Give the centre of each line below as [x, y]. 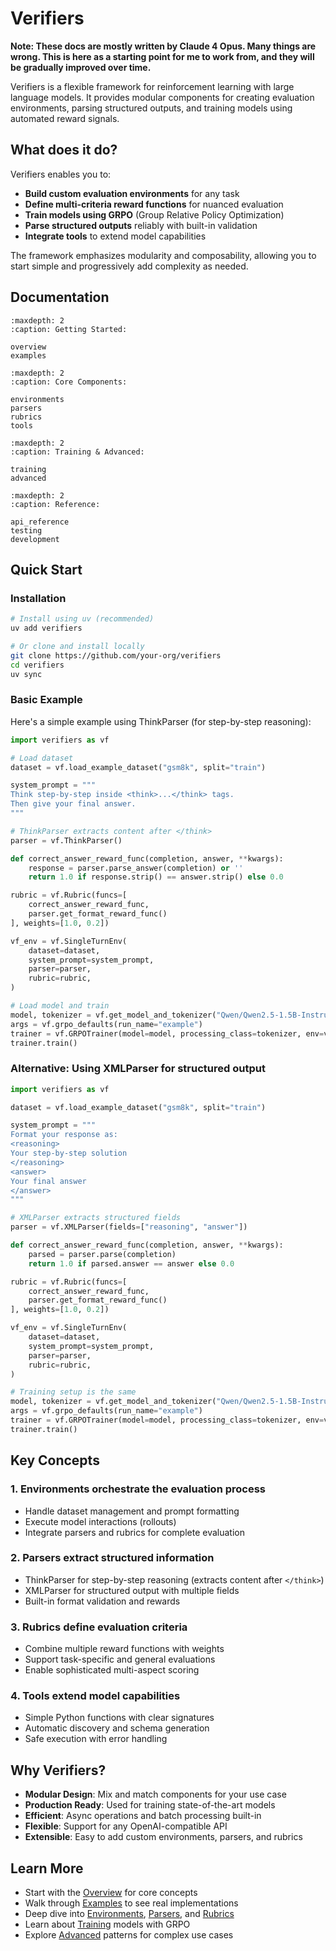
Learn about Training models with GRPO [107, 1924]
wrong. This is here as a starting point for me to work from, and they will [162, 56]
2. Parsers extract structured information [112, 1558]
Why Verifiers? [58, 1770]
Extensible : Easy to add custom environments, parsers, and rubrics [163, 1837]
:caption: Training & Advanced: [77, 452]
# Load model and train [60, 1006]
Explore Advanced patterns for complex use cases [129, 1935]
